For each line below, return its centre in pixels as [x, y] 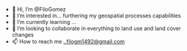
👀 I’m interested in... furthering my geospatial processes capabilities [96, 16]
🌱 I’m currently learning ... [44, 22]
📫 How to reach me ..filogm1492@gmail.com [68, 41]
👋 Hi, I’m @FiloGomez [39, 9]
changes [23, 35]
